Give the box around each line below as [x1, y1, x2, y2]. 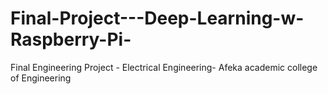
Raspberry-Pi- [10, 28, 132, 51]
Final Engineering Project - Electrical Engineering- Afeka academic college [10, 61, 318, 73]
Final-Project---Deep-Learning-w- [10, 7, 305, 30]
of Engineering [10, 72, 72, 84]
